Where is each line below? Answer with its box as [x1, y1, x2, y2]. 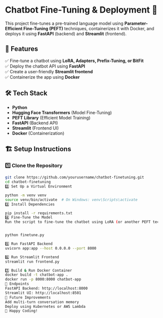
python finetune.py [5, 233, 45, 237]
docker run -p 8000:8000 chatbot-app [5, 277, 81, 282]
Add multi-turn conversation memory [5, 300, 79, 304]
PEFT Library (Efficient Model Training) [12, 115, 91, 120]
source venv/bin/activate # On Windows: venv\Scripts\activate [5, 197, 138, 202]
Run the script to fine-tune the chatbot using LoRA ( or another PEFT [5, 219, 151, 225]
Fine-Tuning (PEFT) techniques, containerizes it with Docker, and [23, 25, 154, 31]
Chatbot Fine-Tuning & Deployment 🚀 [5, 4, 158, 16]
